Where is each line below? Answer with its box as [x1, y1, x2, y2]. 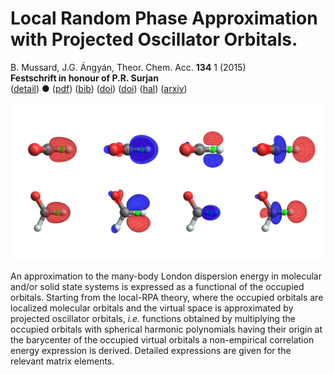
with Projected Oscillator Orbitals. [10, 28, 298, 51]
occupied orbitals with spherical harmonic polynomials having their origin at [10, 323, 323, 335]
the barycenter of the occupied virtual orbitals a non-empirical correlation [10, 333, 315, 346]
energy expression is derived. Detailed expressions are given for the [10, 344, 292, 356]
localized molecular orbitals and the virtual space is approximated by [10, 302, 294, 314]
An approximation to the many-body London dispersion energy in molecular [10, 270, 322, 282]
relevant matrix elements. [10, 355, 115, 367]
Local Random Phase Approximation [10, 7, 318, 30]
